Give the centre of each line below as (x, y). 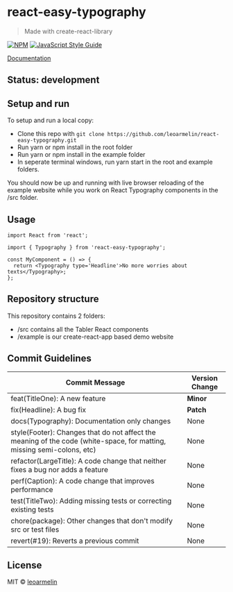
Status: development (53, 80)
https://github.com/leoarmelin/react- (163, 135)
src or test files (35, 530)
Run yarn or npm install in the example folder (81, 155)
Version (205, 378)
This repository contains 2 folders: (56, 316)
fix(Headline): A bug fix (49, 409)
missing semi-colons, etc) (53, 450)
